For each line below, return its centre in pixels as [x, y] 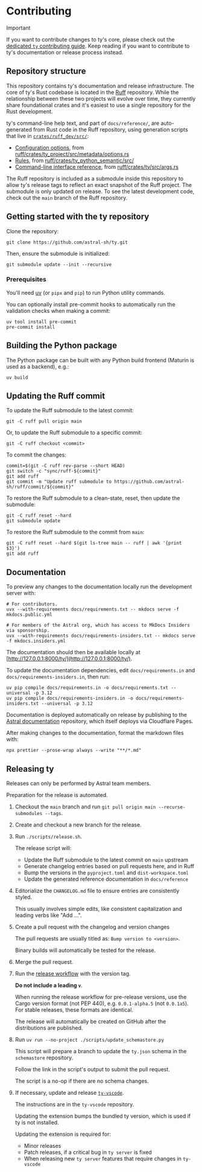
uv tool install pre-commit [42, 322]
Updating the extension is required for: [63, 1134]
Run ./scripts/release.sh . [49, 837]
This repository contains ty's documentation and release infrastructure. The [100, 86]
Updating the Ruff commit [56, 396]
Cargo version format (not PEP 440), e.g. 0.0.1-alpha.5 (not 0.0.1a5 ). [102, 1003]
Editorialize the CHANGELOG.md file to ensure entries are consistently [97, 891]
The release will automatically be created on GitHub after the [90, 1022]
